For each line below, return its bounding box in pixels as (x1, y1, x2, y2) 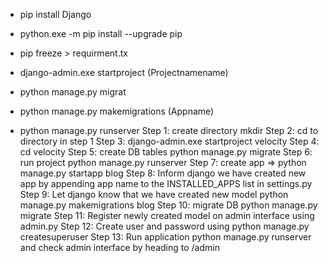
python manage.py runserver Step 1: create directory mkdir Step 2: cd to (19, 125, 319, 136)
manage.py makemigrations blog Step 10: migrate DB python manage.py (19, 199, 318, 211)
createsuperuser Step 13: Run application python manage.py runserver (19, 231, 312, 243)
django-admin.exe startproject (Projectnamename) (19, 67, 229, 78)
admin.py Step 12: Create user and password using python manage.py (19, 220, 310, 232)
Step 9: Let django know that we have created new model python (19, 189, 289, 200)
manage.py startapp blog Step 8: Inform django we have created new (19, 167, 307, 179)
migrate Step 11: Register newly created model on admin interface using (19, 210, 315, 221)
